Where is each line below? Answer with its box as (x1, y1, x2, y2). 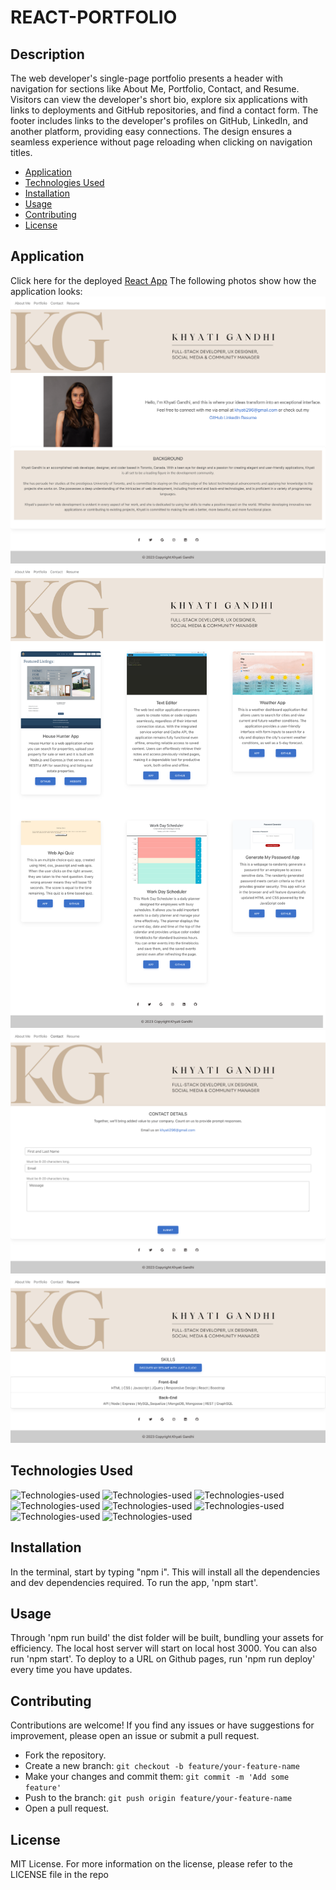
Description (10, 46, 85, 63)
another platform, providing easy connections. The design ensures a (10, 126, 293, 137)
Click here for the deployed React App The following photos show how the (10, 274, 317, 286)
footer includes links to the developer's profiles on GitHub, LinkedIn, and (10, 115, 309, 126)
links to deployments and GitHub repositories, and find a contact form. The (10, 104, 319, 116)
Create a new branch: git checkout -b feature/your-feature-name (24, 1760, 300, 1772)
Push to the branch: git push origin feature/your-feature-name (24, 1792, 293, 1804)
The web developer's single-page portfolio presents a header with (10, 72, 283, 84)
